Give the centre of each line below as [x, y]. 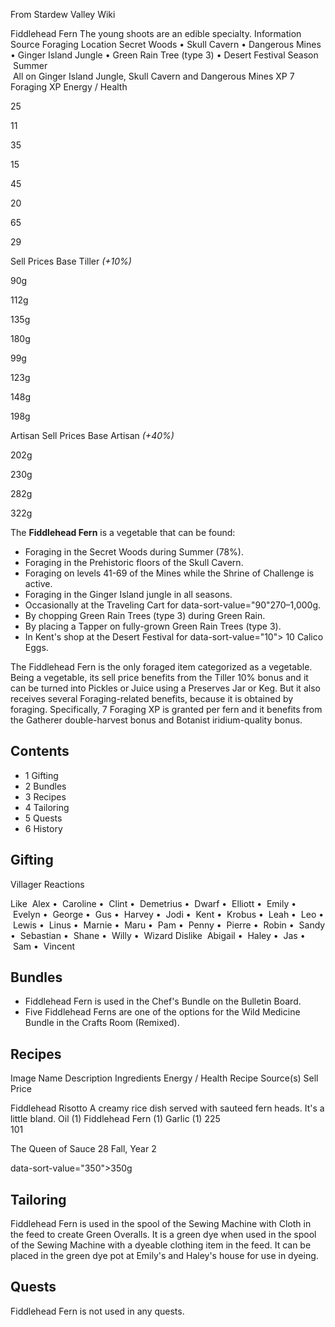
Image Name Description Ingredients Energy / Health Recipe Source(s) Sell [164, 1078]
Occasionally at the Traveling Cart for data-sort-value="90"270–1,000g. [173, 605]
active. [38, 583]
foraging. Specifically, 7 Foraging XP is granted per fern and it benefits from [166, 709]
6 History [43, 828]
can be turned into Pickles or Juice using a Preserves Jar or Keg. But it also [165, 688]
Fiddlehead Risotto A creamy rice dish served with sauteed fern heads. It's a [167, 1108]
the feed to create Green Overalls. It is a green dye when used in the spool [163, 1235]
